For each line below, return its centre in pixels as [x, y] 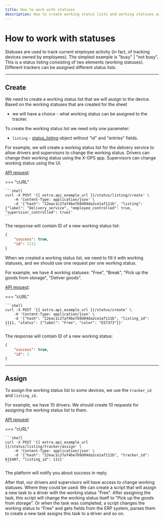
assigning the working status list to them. [46, 410]
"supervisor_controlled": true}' [39, 213]
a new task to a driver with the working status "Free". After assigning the [78, 493]
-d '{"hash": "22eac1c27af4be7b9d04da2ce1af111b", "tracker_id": [82, 455]
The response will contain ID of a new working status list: [62, 226]
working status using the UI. [33, 163]
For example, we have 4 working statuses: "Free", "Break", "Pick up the [77, 272]
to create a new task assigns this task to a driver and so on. [65, 514]
